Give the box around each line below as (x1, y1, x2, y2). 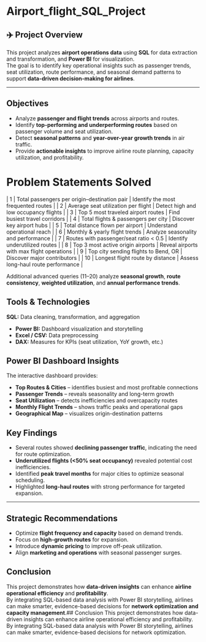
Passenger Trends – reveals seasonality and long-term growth (15, 391, 174, 398)
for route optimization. (15, 451, 72, 458)
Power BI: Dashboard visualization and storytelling (15, 325, 143, 332)
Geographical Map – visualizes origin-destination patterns (15, 410, 163, 418)
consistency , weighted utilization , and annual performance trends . (6, 279, 180, 286)
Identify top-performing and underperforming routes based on (15, 121, 178, 128)
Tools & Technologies (6, 297, 90, 307)
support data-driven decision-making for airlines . (6, 75, 135, 82)
